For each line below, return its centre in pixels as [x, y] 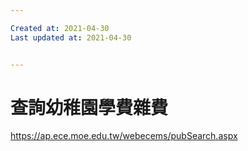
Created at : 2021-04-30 [60, 28]
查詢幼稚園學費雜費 [89, 107]
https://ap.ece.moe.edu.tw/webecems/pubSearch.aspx [124, 136]
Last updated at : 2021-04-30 [71, 37]
